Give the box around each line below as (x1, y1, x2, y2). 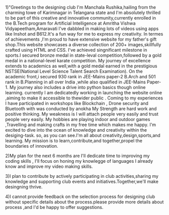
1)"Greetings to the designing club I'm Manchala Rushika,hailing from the (5, 5, 156, 10)
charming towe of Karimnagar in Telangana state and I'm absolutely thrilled (5, 10, 161, 16)
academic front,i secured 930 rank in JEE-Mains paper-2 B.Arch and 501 (5, 74, 156, 79)
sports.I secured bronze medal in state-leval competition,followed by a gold (5, 52, 162, 58)
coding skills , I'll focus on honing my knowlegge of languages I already (5, 158, 153, 164)
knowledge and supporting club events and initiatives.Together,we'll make (5, 178, 158, 184)
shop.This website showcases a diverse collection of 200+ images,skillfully (5, 42, 161, 47)
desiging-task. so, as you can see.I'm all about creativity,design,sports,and (5, 133, 161, 138)
